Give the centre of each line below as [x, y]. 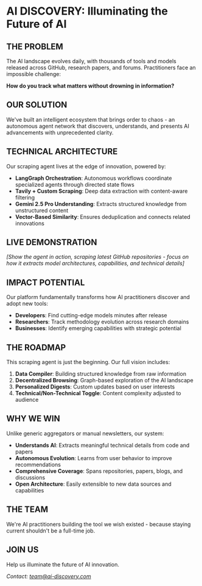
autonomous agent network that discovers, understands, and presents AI [98, 126]
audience [27, 400]
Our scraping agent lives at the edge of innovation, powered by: [86, 166]
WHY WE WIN [33, 419]
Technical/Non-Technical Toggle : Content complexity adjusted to [98, 393]
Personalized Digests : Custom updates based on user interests [95, 387]
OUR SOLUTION [37, 105]
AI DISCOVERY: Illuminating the [87, 11]
